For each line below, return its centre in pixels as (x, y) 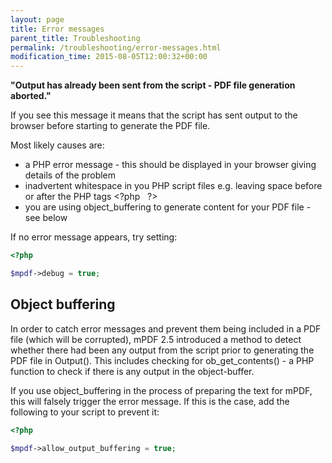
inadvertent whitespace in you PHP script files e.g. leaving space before (173, 186)
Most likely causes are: (57, 145)
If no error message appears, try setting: (94, 237)
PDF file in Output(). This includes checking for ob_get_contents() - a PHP (162, 360)
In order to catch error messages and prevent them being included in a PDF (166, 328)
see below (46, 218)
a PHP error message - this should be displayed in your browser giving (170, 165)
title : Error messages (57, 29)
